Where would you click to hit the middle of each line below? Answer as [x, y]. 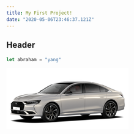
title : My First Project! [39, 13]
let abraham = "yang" [34, 60]
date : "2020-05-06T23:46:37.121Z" [50, 19]
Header [21, 45]
